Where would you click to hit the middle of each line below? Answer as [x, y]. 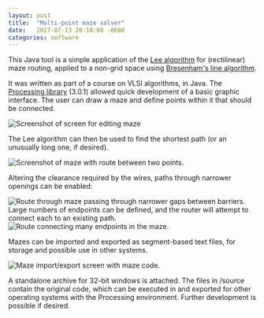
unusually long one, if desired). [58, 147]
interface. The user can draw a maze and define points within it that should [130, 100]
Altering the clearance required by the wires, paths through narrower [120, 178]
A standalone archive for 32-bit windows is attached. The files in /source [126, 281]
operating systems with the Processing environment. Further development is [132, 298]
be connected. [32, 109]
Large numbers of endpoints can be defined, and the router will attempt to [128, 210]
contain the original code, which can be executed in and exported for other [130, 289]
